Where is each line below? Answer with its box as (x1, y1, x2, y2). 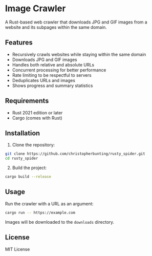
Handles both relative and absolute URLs (12, 62, 94, 67)
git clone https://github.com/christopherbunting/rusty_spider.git (5, 151, 146, 156)
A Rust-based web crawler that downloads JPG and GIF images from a (5, 19, 148, 25)
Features (5, 39, 33, 47)
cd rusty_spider (5, 156, 38, 161)
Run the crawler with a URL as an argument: (5, 201, 94, 207)
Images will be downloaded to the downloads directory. (5, 219, 114, 225)
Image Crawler (5, 3, 66, 14)
